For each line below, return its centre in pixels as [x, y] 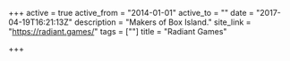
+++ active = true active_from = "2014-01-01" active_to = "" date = [131, 13]
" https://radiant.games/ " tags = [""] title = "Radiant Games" [118, 31]
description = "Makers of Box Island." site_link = [163, 22]
